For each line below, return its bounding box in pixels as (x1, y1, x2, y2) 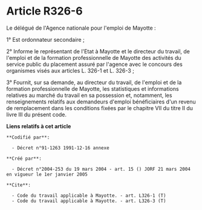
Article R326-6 (6, 4, 83, 18)
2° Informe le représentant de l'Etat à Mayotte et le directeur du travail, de (6, 47, 191, 55)
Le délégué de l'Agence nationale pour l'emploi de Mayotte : (6, 24, 156, 31)
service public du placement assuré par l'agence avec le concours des (6, 61, 183, 68)
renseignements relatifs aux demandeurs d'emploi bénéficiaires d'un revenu (6, 98, 197, 105)
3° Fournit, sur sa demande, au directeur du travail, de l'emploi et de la (6, 79, 182, 86)
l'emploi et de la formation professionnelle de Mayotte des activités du (6, 54, 181, 61)
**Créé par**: (6, 156, 42, 162)
